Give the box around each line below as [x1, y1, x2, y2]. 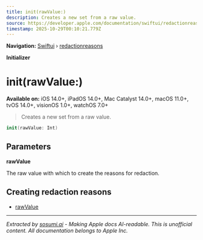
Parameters [6, 141, 51, 152]
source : [6, 20, 26, 26]
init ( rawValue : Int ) [6, 125, 59, 131]
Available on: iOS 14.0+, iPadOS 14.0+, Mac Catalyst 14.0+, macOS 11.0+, [6, 95, 189, 103]
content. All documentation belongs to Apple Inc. [6, 227, 128, 234]
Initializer [6, 54, 30, 61]
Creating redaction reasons [6, 187, 112, 197]
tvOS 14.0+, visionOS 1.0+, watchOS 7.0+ [6, 102, 109, 109]
